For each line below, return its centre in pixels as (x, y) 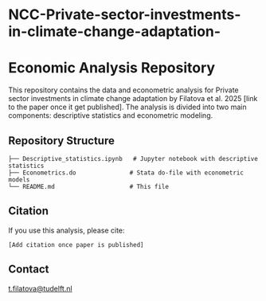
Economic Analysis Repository (112, 68)
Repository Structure (62, 141)
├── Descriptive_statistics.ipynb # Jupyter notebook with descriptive (133, 158)
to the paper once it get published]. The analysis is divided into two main (127, 107)
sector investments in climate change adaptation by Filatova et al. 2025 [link (133, 99)
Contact (29, 270)
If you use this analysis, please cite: (66, 230)
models (19, 180)
